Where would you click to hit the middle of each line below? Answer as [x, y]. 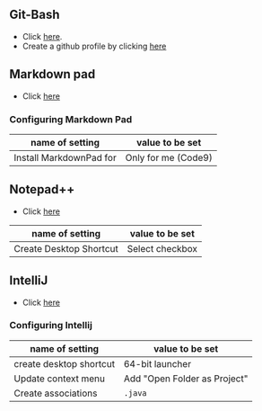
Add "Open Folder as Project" [186, 379]
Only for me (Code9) [169, 157]
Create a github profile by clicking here [94, 46]
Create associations [56, 393]
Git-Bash [35, 15]
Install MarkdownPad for [65, 157]
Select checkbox [162, 248]
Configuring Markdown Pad [71, 119]
